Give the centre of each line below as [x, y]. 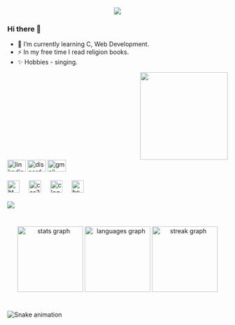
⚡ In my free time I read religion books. [73, 52]
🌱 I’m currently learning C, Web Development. [83, 44]
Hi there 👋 [24, 29]
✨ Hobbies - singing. [48, 62]
